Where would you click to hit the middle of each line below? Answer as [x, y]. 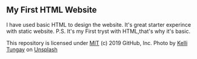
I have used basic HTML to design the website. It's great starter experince [99, 24]
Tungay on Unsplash [32, 49]
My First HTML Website [52, 10]
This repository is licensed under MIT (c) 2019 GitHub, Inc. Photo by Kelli [97, 43]
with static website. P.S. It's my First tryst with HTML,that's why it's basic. [98, 31]
